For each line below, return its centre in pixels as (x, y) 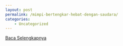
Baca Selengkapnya (26, 38)
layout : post (19, 10)
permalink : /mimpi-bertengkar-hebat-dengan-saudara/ (62, 14)
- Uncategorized (32, 24)
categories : (18, 19)
